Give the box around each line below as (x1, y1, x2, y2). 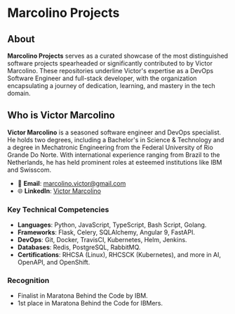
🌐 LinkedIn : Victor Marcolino (17, 187, 102, 195)
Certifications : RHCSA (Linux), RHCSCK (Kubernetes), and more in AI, (17, 251, 222, 259)
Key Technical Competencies (7, 204, 109, 214)
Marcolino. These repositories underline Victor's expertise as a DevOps (7, 67, 214, 75)
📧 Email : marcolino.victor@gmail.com (17, 179, 126, 187)
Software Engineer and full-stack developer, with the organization (7, 74, 198, 82)
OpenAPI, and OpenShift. (17, 258, 90, 267)
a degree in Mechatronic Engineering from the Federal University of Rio (7, 143, 214, 151)
